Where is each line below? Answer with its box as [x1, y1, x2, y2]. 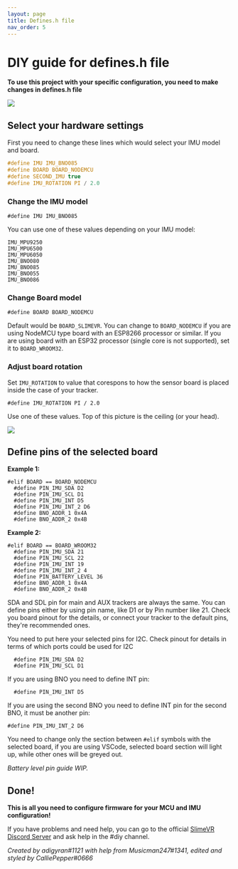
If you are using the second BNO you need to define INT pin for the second [7, 701, 227, 709]
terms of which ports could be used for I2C [7, 642, 134, 651]
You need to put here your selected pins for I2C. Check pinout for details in [7, 635, 227, 643]
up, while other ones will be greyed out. [7, 750, 123, 759]
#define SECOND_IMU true [7, 172, 81, 180]
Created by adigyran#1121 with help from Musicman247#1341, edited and [7, 846, 222, 855]
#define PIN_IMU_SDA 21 [13, 548, 84, 556]
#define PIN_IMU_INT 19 [13, 561, 84, 568]
